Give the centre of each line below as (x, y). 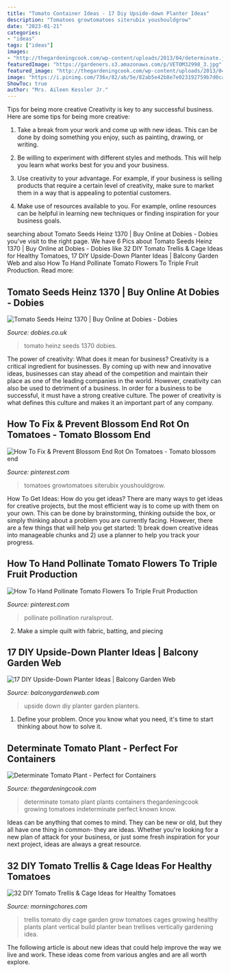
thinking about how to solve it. (60, 726)
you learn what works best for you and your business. (93, 165)
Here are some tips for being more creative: (68, 116)
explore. (19, 962)
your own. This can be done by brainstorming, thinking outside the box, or (112, 513)
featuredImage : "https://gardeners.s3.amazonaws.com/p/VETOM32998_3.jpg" (115, 64)
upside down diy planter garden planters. (82, 706)
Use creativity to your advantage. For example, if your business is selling (119, 178)
